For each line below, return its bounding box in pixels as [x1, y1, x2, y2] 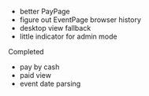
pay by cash [19, 62, 60, 72]
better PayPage [19, 7, 71, 16]
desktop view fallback [19, 24, 91, 32]
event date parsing [19, 79, 81, 88]
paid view [19, 71, 51, 79]
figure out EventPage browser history [19, 15, 142, 24]
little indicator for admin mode [19, 31, 117, 41]
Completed [8, 47, 45, 56]
